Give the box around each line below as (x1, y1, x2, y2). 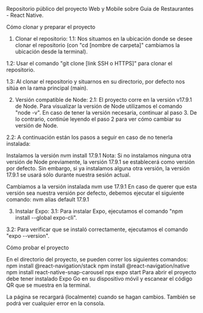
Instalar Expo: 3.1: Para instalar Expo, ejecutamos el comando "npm (15, 207, 184, 215)
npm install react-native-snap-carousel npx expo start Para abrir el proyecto (6, 269, 197, 275)
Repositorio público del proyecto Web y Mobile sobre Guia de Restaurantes (6, 5, 194, 12)
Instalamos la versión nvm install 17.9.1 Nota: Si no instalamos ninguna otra (6, 152, 191, 159)
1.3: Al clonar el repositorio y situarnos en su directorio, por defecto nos (6, 78, 185, 85)
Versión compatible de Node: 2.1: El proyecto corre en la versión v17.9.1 (15, 96, 192, 103)
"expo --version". (6, 232, 50, 239)
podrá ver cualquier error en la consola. (6, 300, 105, 307)
